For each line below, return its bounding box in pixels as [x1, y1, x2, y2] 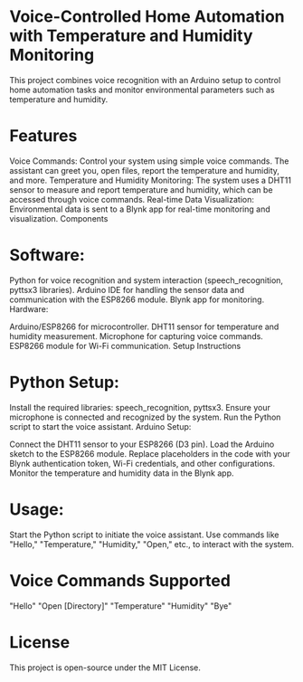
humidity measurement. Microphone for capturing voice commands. [9, 330, 264, 341]
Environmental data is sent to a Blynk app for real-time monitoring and [9, 204, 271, 214]
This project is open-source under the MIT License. [9, 662, 202, 673]
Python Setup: [9, 373, 120, 393]
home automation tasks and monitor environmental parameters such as [9, 84, 275, 95]
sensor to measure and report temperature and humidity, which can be [9, 184, 273, 195]
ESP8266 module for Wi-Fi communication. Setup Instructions [9, 340, 241, 351]
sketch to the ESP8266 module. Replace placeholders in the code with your [9, 448, 291, 459]
